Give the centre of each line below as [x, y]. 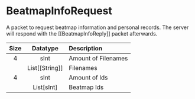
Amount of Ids [88, 77]
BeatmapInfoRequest [59, 11]
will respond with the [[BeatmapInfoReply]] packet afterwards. [82, 33]
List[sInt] [45, 87]
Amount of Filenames [98, 58]
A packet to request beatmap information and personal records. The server [97, 27]
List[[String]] [45, 68]
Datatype [45, 48]
